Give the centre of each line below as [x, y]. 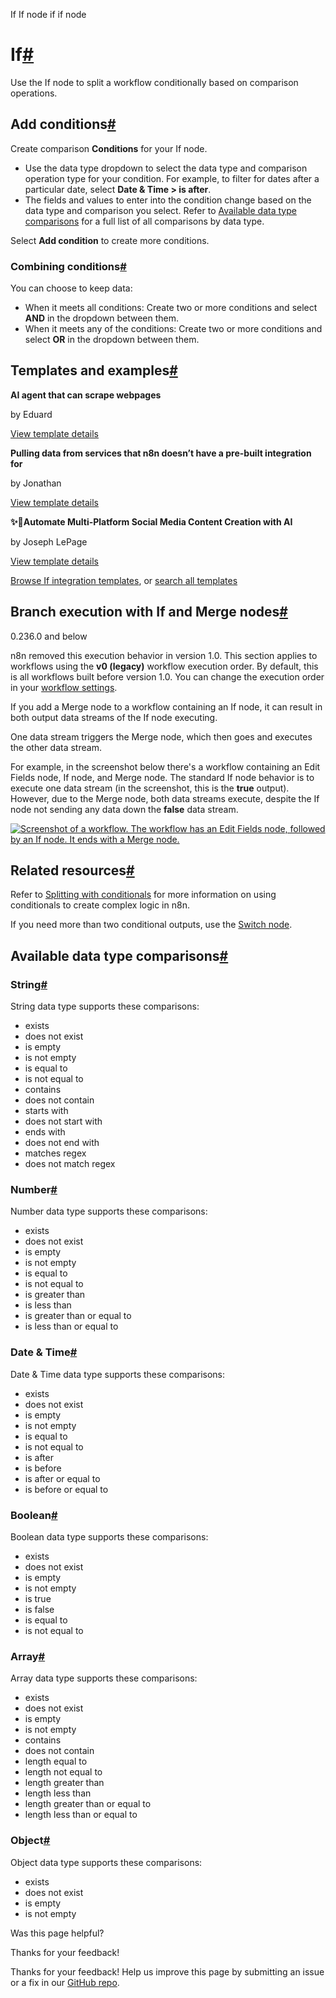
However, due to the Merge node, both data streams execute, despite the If [165, 798]
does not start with [63, 1121]
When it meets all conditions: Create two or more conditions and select [171, 308]
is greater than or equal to [78, 1316]
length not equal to [63, 1772]
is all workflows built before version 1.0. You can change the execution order [167, 676]
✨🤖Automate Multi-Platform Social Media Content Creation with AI [151, 521]
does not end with [62, 1143]
